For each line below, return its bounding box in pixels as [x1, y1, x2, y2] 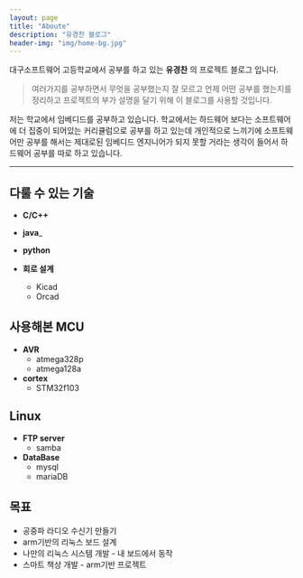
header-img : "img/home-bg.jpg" [9, 38, 127, 48]
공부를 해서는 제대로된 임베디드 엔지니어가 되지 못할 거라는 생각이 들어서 [25, 136, 280, 147]
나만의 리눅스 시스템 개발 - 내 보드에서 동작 [22, 547, 173, 558]
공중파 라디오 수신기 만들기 [22, 525, 117, 536]
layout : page [9, 13, 59, 23]
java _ [22, 228, 43, 238]
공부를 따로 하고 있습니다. [32, 148, 124, 159]
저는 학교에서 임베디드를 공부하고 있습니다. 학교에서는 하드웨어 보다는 [9, 114, 252, 125]
